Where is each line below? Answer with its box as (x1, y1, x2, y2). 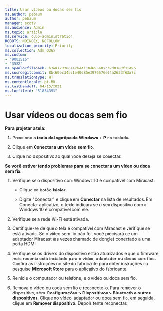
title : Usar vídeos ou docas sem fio (5, 7, 82, 12)
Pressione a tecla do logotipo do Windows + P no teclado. (12, 135, 130, 141)
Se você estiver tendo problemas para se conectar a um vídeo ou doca (5, 163, 150, 169)
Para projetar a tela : (5, 125, 45, 131)
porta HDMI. (12, 241, 37, 247)
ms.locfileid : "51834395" (5, 88, 57, 93)
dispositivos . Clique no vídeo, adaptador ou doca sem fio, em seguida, (12, 295, 155, 301)
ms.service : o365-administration (5, 35, 73, 39)
